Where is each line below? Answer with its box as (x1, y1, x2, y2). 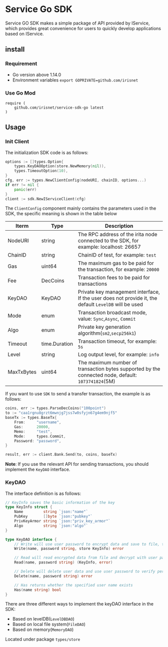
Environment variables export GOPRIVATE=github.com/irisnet (12, 77, 138, 83)
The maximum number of (77, 359, 137, 366)
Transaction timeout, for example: (77, 338, 157, 345)
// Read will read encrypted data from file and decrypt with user (14, 555, 157, 560)
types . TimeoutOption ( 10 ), (14, 169, 68, 174)
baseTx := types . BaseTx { (5, 415, 57, 420)
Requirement (5, 60, 37, 67)
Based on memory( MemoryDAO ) (12, 626, 74, 632)
